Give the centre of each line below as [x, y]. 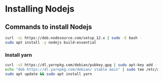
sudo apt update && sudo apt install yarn [49, 74]
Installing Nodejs [40, 9]
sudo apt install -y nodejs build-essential [51, 42]
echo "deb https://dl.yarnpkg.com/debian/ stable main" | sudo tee [75, 69]
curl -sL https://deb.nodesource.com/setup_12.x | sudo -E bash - [73, 38]
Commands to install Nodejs [49, 27]
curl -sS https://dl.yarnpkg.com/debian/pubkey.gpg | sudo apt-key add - [81, 65]
